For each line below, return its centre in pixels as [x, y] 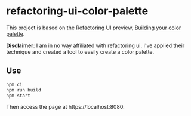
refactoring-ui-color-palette [77, 11]
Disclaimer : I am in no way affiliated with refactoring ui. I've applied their [95, 45]
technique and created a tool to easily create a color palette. [80, 51]
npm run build [24, 90]
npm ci [14, 84]
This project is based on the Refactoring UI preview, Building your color [94, 28]
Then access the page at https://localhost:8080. [66, 107]
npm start [19, 96]
